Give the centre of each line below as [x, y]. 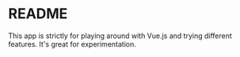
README [38, 14]
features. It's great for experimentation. [72, 44]
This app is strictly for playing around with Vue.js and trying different [120, 36]
